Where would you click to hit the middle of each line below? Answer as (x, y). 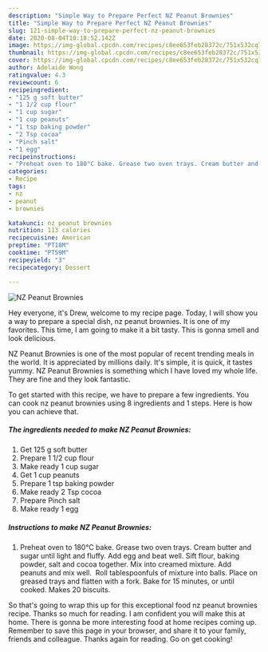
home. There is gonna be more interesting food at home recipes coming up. (132, 622)
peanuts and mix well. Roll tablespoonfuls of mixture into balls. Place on (138, 573)
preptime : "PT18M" (39, 245)
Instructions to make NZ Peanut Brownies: (80, 528)
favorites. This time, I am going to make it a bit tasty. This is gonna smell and (134, 330)
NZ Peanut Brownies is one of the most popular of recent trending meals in (131, 354)
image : (19, 45)
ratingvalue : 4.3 (37, 75)
